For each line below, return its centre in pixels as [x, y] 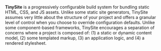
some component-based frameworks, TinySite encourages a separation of [80, 28]
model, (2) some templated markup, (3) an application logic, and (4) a [75, 38]
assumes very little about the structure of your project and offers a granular [81, 17]
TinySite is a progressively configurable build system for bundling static [77, 7]
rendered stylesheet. [26, 43]
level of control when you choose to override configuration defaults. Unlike [80, 22]
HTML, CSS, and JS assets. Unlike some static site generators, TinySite [77, 12]
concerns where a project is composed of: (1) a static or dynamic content [79, 33]
